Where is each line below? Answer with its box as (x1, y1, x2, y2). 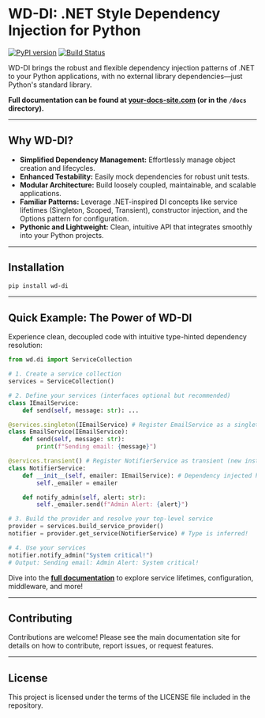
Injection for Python (8, 21, 141, 40)
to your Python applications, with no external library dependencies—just (8, 71, 243, 81)
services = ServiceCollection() (8, 377, 114, 385)
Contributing (8, 611, 73, 625)
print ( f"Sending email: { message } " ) (36, 443, 157, 451)
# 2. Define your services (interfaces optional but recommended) (8, 391, 231, 399)
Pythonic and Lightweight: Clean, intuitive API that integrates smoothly (19, 222, 252, 232)
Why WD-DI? (8, 134, 73, 147)
